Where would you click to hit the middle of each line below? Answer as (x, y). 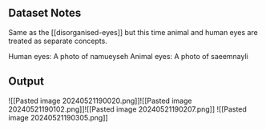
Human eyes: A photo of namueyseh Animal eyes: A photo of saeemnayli (128, 56)
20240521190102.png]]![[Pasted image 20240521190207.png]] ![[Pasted (127, 109)
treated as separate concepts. (58, 41)
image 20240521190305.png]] (58, 117)
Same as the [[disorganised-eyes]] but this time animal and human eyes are (133, 32)
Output (26, 82)
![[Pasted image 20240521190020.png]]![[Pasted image (100, 100)
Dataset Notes (45, 13)
